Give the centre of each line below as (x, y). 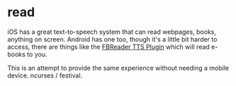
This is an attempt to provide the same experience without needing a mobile (118, 68)
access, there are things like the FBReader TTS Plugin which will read (109, 47)
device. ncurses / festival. (45, 75)
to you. (37, 54)
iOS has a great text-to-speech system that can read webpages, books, (112, 32)
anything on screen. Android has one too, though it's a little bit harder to (112, 39)
